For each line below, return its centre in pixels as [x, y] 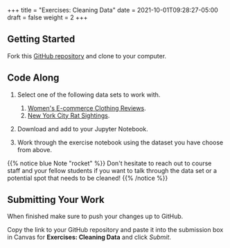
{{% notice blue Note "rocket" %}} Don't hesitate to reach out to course [109, 163]
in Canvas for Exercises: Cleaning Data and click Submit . [89, 237]
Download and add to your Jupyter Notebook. [82, 129]
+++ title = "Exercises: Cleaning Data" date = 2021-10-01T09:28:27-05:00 [113, 10]
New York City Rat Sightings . [69, 115]
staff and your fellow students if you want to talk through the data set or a [112, 170]
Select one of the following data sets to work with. [89, 94]
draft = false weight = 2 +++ [47, 17]
